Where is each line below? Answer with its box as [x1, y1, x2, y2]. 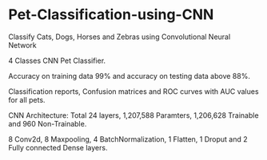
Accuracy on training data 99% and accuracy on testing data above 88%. [8, 71, 250, 80]
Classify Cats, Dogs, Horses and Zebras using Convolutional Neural [8, 32, 231, 41]
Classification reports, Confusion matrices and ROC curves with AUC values [8, 86, 259, 96]
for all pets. [8, 95, 46, 104]
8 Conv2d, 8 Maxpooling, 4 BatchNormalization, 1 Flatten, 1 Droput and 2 [8, 134, 248, 144]
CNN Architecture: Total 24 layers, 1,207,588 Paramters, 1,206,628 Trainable [8, 110, 259, 120]
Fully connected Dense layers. [8, 142, 108, 152]
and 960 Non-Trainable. [8, 119, 87, 128]
